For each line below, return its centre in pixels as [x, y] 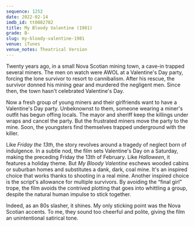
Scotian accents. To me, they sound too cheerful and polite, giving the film [95, 211]
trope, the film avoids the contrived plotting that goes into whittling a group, [97, 188]
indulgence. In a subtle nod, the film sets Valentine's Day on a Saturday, [92, 151]
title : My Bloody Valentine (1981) [49, 28]
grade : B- [18, 33]
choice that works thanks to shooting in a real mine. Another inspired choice [97, 175]
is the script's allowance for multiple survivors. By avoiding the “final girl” [94, 182]
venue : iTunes [23, 44]
